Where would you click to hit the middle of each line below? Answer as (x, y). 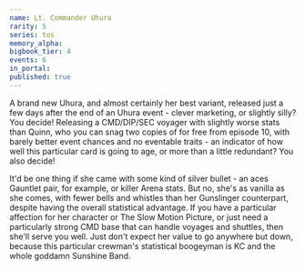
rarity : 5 (28, 26)
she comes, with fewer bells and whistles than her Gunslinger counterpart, (149, 197)
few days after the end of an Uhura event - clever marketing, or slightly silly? (153, 112)
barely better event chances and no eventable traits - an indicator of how (147, 141)
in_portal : (30, 69)
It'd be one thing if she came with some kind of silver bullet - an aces (139, 178)
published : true (40, 77)
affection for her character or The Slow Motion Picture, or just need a (139, 217)
